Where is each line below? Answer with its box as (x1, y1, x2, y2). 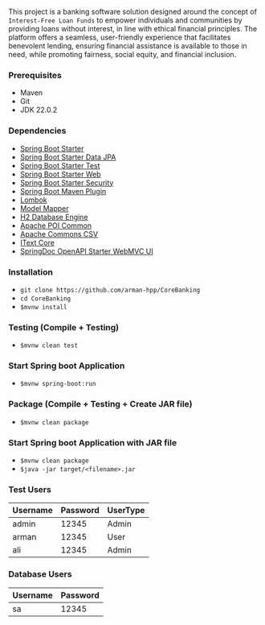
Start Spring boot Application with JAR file (8, 437, 177, 448)
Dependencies (8, 125, 67, 136)
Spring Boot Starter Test (19, 160, 100, 170)
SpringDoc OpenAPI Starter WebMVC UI (19, 246, 154, 256)
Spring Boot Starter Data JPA (19, 152, 116, 162)
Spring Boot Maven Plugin (19, 186, 107, 196)
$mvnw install (19, 303, 67, 311)
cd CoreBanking (19, 294, 71, 303)
